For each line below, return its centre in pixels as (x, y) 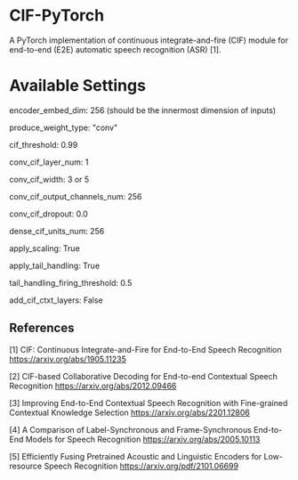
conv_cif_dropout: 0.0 (49, 214)
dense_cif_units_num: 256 (57, 231)
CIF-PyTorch (57, 16)
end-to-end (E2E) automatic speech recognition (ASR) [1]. (115, 49)
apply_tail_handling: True (55, 265)
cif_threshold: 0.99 (44, 144)
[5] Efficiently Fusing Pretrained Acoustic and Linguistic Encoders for (136, 456)
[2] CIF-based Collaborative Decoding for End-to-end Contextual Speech (144, 376)
